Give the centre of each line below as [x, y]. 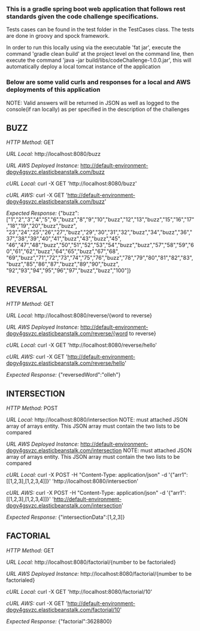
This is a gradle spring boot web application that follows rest [96, 9]
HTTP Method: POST [32, 408]
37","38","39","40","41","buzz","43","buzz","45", [64, 239]
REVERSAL [27, 289]
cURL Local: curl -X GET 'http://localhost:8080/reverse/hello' [82, 345]
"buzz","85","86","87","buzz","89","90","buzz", [63, 264]
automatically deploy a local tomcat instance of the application [83, 67]
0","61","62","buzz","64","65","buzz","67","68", [63, 251]
